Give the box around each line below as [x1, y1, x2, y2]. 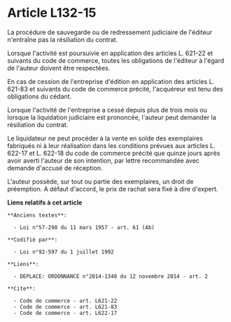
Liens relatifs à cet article [7, 198, 83, 207]
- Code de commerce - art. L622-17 [13, 309, 118, 316]
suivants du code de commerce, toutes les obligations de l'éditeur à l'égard [7, 56, 225, 64]
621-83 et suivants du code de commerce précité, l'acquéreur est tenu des [7, 85, 223, 93]
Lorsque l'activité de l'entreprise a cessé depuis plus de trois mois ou [7, 105, 208, 114]
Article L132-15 [7, 5, 97, 21]
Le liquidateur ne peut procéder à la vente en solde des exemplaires [7, 134, 203, 142]
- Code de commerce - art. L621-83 [13, 303, 118, 310]
